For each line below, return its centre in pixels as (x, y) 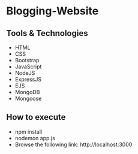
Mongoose (28, 98)
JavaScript (28, 67)
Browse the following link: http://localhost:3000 (73, 144)
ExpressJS (28, 79)
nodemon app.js (35, 138)
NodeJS (25, 73)
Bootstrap (27, 60)
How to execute (36, 117)
